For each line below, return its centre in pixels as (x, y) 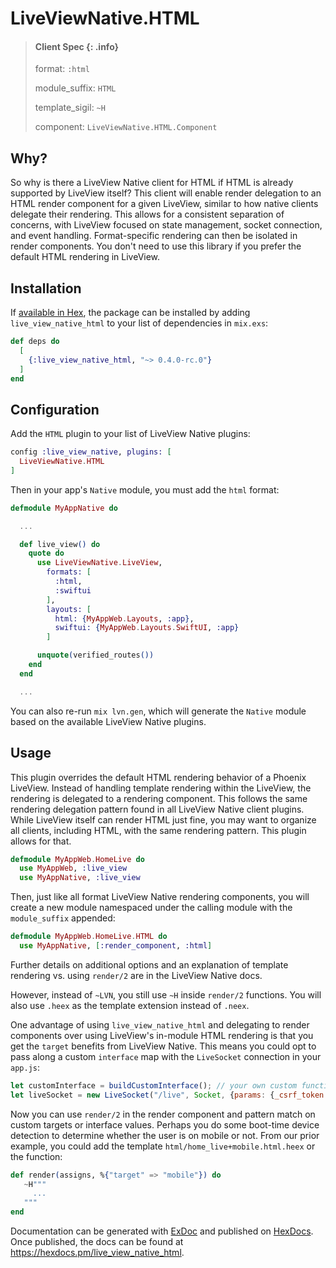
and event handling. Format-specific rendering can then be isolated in (154, 236)
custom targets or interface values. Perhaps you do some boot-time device (165, 1124)
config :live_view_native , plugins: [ (91, 452)
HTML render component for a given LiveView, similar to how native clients (164, 204)
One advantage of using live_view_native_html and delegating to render (160, 1024)
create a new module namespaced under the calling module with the (151, 908)
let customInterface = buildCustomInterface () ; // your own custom (154, 1085)
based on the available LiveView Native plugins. (108, 721)
